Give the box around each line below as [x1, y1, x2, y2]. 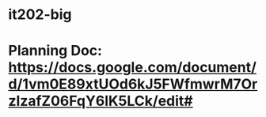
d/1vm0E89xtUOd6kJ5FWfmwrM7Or [8, 75, 258, 93]
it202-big [8, 6, 73, 24]
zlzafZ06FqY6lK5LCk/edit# [8, 92, 193, 110]
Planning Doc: [8, 42, 103, 60]
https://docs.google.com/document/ [8, 58, 257, 77]
